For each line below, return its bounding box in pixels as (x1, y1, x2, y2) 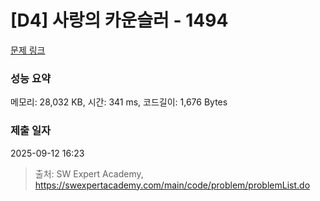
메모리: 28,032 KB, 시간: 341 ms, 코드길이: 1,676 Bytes (10, 96, 228, 108)
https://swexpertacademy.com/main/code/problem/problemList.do (34, 179, 311, 191)
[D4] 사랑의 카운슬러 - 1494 (10, 9, 229, 32)
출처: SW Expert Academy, (34, 167, 144, 180)
